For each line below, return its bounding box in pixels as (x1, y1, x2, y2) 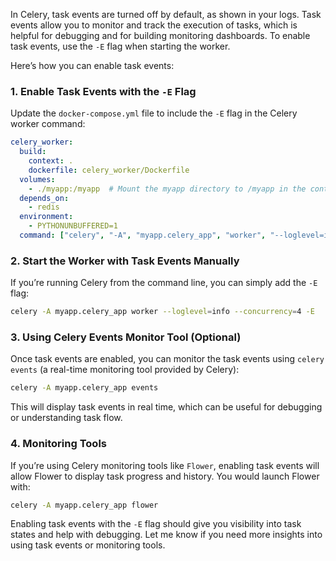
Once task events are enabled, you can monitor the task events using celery (10, 353, 325, 365)
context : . (28, 156, 74, 166)
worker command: (10, 118, 86, 130)
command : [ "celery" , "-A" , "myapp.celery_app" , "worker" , (19, 230, 267, 241)
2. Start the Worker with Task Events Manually (10, 254, 240, 268)
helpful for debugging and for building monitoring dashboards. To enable (10, 30, 311, 41)
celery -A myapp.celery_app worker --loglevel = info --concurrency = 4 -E (10, 307, 315, 317)
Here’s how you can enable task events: (10, 60, 175, 71)
